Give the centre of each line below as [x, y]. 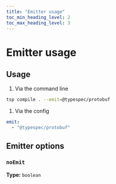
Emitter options [35, 146]
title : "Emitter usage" [36, 12]
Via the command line [41, 89]
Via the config [32, 111]
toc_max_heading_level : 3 [38, 23]
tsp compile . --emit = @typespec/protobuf [58, 100]
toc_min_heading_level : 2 [38, 17]
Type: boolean [23, 174]
